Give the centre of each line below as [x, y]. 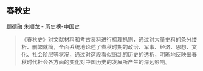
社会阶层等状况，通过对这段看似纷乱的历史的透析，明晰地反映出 [112, 54]
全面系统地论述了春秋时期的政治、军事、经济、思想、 [125, 46]
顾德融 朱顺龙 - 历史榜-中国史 [43, 26]
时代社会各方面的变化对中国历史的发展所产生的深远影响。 [98, 61]
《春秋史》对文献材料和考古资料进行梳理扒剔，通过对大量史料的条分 [106, 39]
